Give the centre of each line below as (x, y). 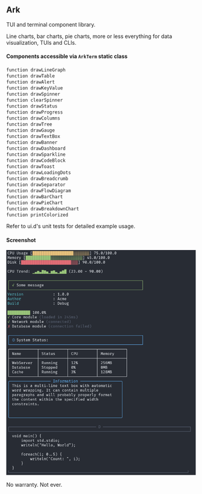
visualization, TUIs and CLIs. (41, 42)
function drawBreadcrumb (37, 179)
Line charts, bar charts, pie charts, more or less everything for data (89, 36)
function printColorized (37, 215)
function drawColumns (33, 118)
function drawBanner (32, 143)
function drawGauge (31, 130)
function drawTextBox (33, 136)
